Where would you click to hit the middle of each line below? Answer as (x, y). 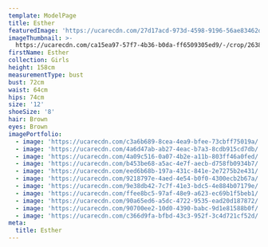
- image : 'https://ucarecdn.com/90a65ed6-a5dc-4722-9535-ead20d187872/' (139, 201)
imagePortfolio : (35, 134)
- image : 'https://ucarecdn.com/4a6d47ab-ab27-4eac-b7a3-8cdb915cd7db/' (139, 149)
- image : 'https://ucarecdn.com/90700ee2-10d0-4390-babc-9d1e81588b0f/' (139, 208)
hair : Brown (28, 120)
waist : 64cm (28, 90)
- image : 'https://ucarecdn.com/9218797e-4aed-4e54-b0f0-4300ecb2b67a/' (139, 179)
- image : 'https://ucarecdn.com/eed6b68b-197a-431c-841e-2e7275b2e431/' (139, 171)
